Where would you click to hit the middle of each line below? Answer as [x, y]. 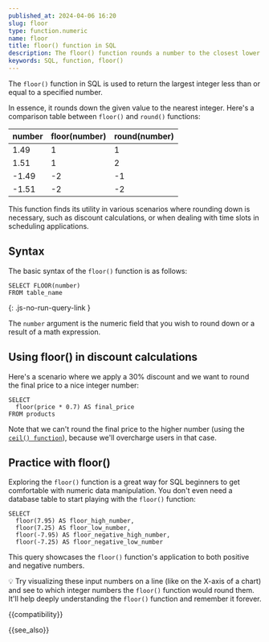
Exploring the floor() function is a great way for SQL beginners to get [124, 482]
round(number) [144, 136]
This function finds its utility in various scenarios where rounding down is [129, 209]
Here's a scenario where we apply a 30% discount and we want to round [129, 376]
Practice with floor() [59, 463]
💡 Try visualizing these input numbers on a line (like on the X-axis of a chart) [135, 582]
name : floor [28, 38]
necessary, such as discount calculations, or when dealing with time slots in [134, 217]
